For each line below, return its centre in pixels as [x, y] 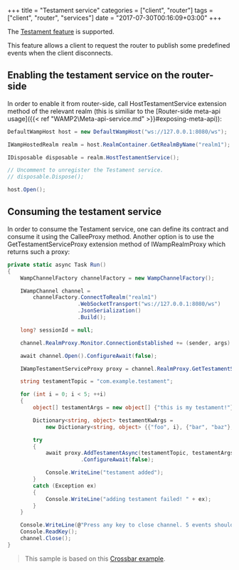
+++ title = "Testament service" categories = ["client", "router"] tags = [110, 10]
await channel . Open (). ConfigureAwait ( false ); [89, 356]
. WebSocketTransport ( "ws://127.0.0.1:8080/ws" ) [149, 304]
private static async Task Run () [57, 265]
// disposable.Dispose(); [46, 177]
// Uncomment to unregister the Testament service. [85, 170]
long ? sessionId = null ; [57, 330]
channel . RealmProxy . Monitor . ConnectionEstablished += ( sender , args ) [126, 343]
